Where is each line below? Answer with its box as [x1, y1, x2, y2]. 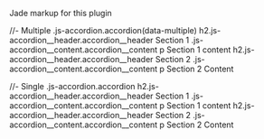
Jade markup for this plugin [9, 8, 113, 18]
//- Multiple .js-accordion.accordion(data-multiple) [9, 25, 197, 35]
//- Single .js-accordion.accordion [9, 81, 136, 91]
